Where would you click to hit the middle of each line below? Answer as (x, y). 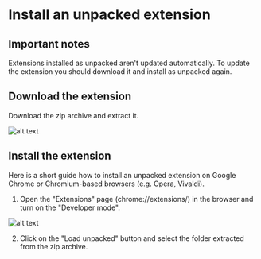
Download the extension (70, 97)
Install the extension (60, 156)
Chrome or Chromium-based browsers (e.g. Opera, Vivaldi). (106, 184)
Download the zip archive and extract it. (74, 115)
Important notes (49, 44)
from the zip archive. (54, 246)
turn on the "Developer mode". (70, 207)
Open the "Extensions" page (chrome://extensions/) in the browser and (136, 199)
